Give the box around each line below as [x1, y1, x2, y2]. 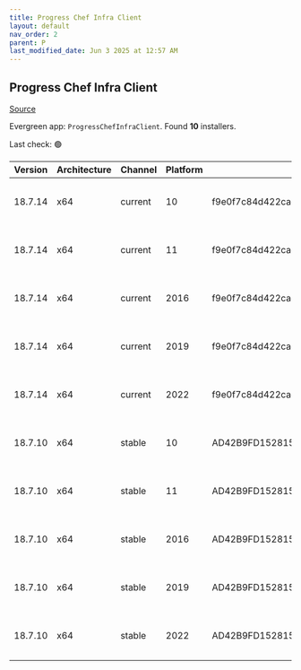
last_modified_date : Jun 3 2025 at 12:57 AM [9, 47, 178, 56]
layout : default [9, 22, 70, 30]
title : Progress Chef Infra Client [9, 13, 142, 22]
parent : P [9, 38, 47, 48]
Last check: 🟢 [9, 138, 63, 149]
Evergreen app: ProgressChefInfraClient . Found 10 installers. [9, 120, 236, 131]
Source [9, 103, 36, 114]
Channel [120, 163, 158, 176]
